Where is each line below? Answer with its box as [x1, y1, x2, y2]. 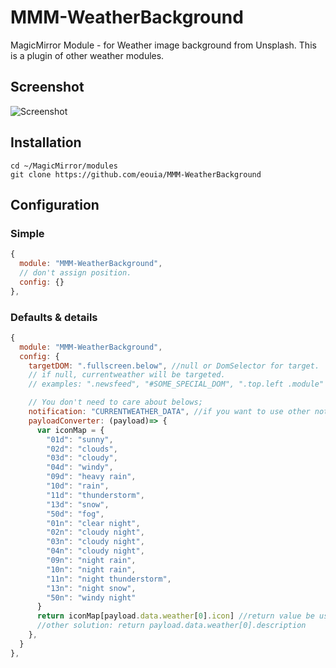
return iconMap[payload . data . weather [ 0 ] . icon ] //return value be [36, 611, 315, 621]
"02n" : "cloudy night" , [46, 527, 145, 538]
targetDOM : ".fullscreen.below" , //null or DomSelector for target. [28, 361, 320, 371]
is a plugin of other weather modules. [10, 49, 165, 61]
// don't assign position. [19, 268, 132, 278]
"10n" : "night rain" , [46, 564, 137, 575]
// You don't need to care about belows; [28, 397, 203, 408]
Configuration [10, 196, 100, 213]
